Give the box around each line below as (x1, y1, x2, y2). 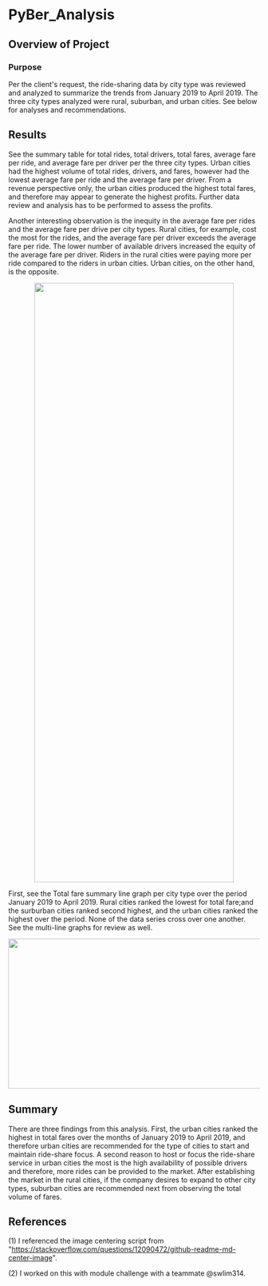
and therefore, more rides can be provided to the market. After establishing (8, 1166, 255, 1176)
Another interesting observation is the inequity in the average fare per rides (8, 216, 256, 225)
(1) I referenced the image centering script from (8, 1236, 164, 1246)
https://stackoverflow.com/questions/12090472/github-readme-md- (11, 1244, 237, 1254)
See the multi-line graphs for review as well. (8, 922, 153, 932)
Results (8, 128, 47, 141)
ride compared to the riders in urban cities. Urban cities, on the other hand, (8, 258, 255, 268)
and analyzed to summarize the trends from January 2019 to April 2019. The (8, 88, 258, 98)
